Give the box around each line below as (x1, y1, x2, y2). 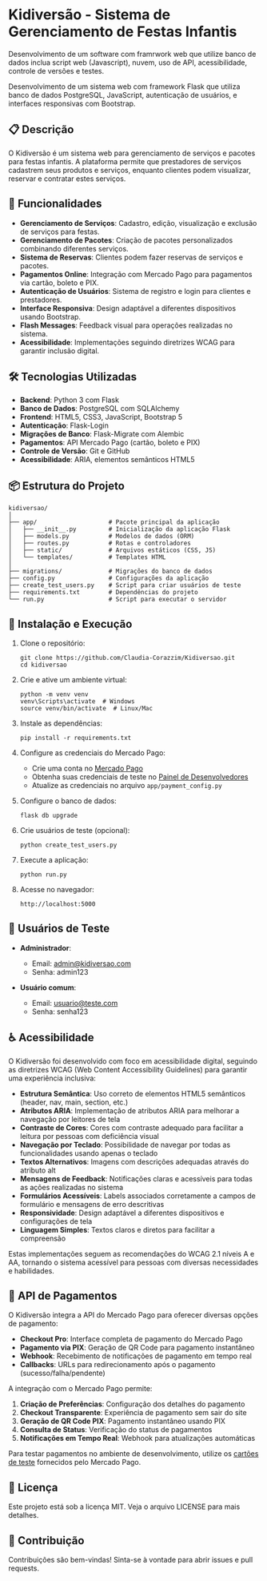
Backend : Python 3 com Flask (19, 395, 120, 405)
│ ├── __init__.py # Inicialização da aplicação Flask (8, 525, 230, 533)
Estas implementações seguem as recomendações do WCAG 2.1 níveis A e (8, 1249, 255, 1258)
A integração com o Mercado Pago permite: (8, 1384, 153, 1394)
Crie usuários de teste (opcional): (19, 826, 130, 835)
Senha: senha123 (31, 1007, 89, 1016)
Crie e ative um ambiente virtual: (19, 675, 127, 684)
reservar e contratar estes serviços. (8, 174, 126, 183)
